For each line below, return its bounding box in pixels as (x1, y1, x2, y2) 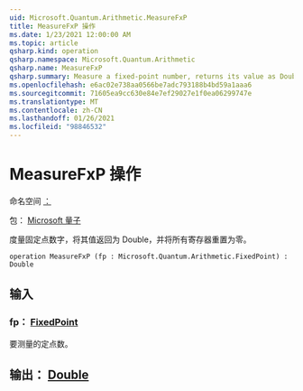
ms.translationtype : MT (9, 97, 99, 107)
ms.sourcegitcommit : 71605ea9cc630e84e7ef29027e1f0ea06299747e (9, 88, 252, 98)
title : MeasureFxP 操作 (9, 22, 96, 31)
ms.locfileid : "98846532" (9, 123, 106, 132)
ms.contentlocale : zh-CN (9, 106, 103, 115)
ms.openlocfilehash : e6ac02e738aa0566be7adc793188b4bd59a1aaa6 (9, 80, 252, 89)
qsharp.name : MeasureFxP (9, 64, 103, 73)
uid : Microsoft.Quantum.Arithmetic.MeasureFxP (9, 13, 188, 23)
